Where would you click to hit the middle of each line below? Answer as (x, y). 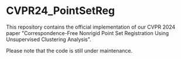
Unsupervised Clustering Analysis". (49, 39)
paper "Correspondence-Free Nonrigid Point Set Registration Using (88, 33)
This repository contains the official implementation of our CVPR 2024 (91, 27)
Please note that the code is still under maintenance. (69, 50)
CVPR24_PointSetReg (61, 11)
